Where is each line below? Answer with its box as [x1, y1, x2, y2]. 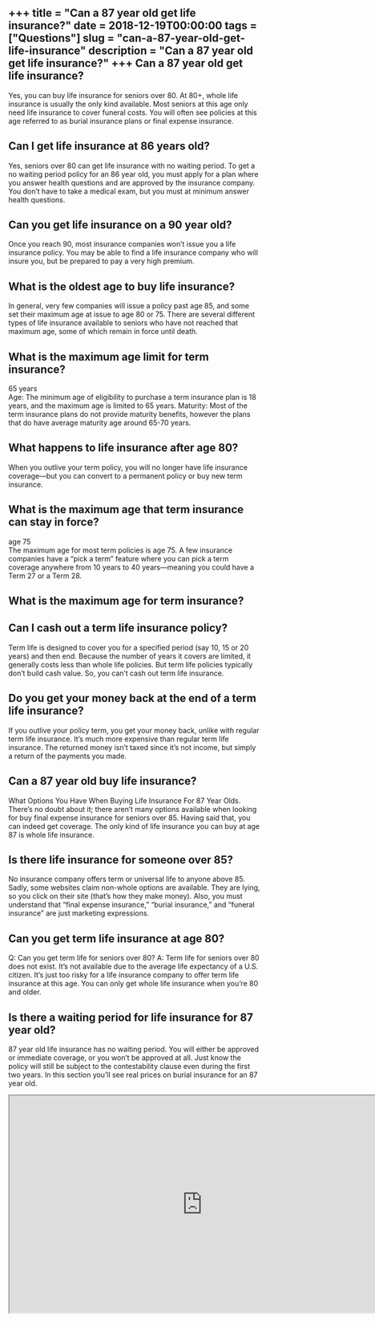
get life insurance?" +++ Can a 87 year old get [8, 56, 243, 71]
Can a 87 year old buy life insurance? [8, 774, 197, 788]
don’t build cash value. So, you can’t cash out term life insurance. [8, 668, 224, 678]
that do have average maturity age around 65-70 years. [8, 418, 192, 428]
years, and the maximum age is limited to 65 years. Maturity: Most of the [8, 401, 248, 410]
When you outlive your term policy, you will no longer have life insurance [8, 462, 248, 472]
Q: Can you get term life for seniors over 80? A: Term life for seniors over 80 [8, 953, 260, 963]
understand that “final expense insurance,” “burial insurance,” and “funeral [8, 900, 255, 910]
